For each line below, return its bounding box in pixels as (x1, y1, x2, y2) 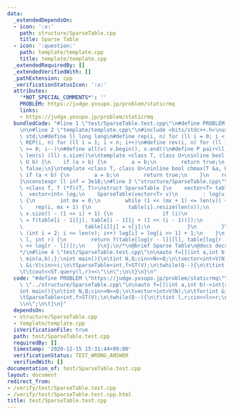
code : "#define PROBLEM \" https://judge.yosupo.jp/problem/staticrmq (13, 275, 218, 282)
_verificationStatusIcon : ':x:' (13, 81, 107, 88)
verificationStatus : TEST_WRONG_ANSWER (13, 352, 129, 359)
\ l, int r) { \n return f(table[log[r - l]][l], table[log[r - (19, 236, 228, 243)
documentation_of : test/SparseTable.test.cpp (7, 365, 141, 372)
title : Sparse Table (19, 36, 79, 43)
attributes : (13, 87, 49, 94)
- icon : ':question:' (13, 42, 76, 49)
